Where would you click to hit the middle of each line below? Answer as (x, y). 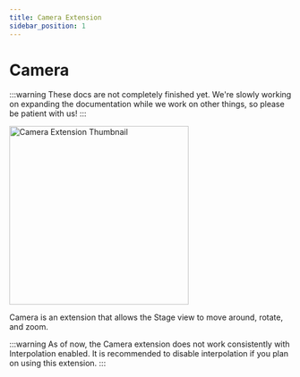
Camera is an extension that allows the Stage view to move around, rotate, (146, 317)
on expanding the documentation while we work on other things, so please (147, 105)
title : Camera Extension (56, 17)
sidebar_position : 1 (48, 26)
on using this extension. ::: (58, 364)
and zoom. (29, 327)
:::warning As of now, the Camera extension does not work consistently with (150, 344)
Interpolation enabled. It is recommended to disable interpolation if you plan (149, 354)
